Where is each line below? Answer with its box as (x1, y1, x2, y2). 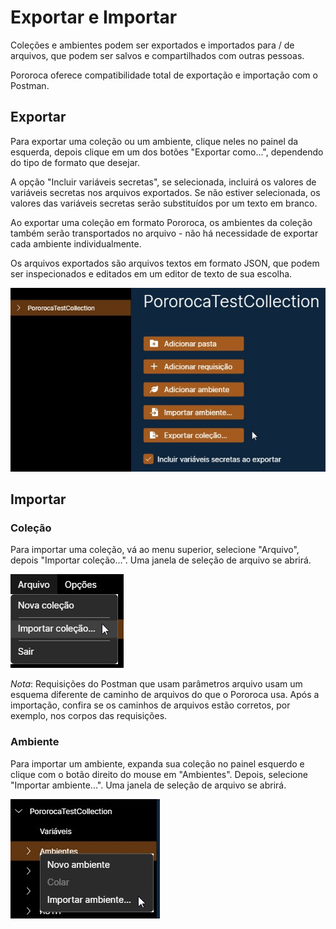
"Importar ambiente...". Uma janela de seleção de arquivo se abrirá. (10, 779, 287, 791)
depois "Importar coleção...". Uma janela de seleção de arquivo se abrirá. (10, 554, 312, 566)
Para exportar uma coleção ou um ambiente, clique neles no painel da (10, 135, 299, 147)
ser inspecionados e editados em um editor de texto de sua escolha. (10, 267, 293, 280)
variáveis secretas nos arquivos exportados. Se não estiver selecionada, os (10, 186, 321, 198)
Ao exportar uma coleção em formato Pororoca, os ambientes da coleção (10, 216, 313, 228)
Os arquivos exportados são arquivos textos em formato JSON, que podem (10, 257, 320, 269)
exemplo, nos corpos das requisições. (10, 710, 168, 722)
